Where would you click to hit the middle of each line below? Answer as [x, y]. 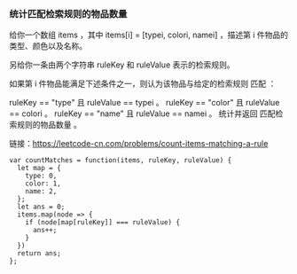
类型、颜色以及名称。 [48, 46]
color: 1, [43, 184]
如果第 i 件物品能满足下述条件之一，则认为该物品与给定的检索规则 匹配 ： [143, 84]
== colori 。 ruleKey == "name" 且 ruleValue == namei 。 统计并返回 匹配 [142, 114]
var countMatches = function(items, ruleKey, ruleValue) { [121, 160]
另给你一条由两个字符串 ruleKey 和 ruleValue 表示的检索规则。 [122, 65]
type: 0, [41, 176]
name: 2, [41, 192]
